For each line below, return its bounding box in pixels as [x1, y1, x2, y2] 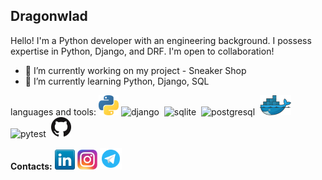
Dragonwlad [10, 8, 88, 25]
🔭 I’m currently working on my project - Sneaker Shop [24, 64, 247, 76]
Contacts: [10, 160, 53, 172]
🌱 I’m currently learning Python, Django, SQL [24, 75, 210, 87]
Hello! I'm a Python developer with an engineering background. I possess [10, 34, 312, 46]
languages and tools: [10, 105, 97, 118]
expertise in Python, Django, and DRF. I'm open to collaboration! [10, 45, 275, 57]
